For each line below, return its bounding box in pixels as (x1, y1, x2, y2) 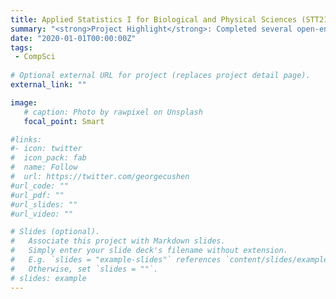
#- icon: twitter (10, 144, 83, 154)
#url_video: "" (10, 209, 74, 219)
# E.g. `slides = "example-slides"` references (10, 255, 222, 265)
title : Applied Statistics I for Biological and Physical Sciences (10, 14, 298, 25)
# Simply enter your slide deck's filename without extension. (10, 246, 288, 256)
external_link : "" (10, 80, 87, 90)
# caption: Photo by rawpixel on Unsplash (23, 107, 203, 117)
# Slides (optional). (10, 227, 101, 237)
